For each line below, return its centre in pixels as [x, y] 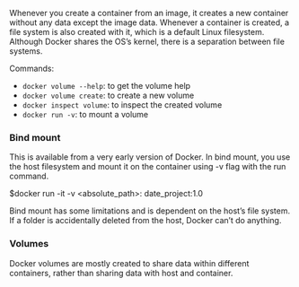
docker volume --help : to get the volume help [106, 86]
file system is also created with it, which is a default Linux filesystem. [137, 32]
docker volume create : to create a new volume [108, 95]
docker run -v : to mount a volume [85, 114]
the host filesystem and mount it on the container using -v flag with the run [148, 167]
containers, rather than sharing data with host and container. [121, 273]
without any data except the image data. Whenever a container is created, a [149, 22]
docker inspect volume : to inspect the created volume [122, 105]
